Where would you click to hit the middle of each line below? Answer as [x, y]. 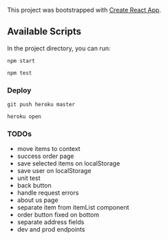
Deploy [19, 90]
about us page [38, 200]
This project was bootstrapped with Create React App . [84, 10]
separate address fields [51, 222]
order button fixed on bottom [58, 215]
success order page [45, 156]
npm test [20, 73]
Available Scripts [44, 31]
